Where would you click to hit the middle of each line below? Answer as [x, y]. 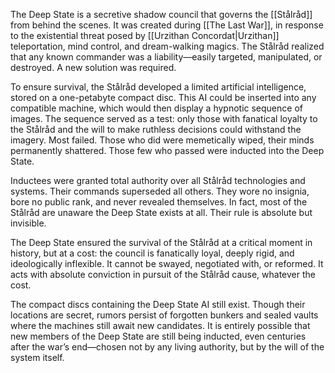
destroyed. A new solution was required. [93, 67]
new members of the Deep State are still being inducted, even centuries [158, 336]
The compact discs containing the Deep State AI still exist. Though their [158, 304]
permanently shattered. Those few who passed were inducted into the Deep [167, 150]
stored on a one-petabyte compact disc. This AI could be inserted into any [163, 97]
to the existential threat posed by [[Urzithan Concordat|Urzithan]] [145, 35]
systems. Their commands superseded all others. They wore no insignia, [160, 191]
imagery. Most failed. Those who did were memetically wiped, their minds [162, 140]
